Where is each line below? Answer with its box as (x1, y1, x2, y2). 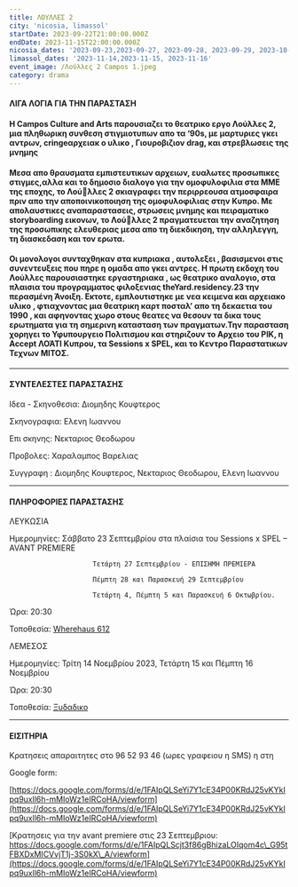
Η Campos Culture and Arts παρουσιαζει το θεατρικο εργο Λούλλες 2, (9, 118, 277, 129)
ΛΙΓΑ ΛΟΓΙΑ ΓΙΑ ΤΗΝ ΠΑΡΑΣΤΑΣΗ (9, 99, 137, 109)
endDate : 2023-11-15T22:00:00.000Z (9, 37, 141, 47)
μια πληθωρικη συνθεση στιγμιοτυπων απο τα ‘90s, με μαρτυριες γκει (9, 128, 278, 139)
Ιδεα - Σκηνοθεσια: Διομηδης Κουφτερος (9, 399, 161, 409)
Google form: (9, 767, 58, 778)
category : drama (9, 71, 69, 80)
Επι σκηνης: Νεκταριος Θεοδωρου (9, 432, 136, 444)
